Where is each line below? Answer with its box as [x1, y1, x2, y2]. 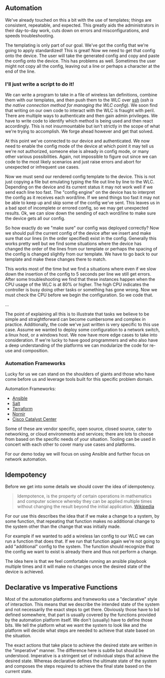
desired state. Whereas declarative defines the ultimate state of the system [5, 658, 157, 664]
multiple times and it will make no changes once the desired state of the [5, 563, 151, 570]
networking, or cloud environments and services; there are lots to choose [5, 431, 154, 437]
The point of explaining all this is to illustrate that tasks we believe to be [5, 311, 150, 317]
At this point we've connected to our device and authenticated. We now [5, 138, 150, 144]
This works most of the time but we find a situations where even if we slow [5, 266, 156, 272]
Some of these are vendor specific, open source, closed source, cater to [5, 426, 152, 432]
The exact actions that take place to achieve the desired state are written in [5, 642, 158, 648]
